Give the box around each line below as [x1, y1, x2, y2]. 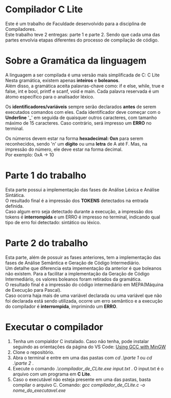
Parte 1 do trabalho [5, 170, 87, 182]
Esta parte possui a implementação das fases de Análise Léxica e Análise [5, 186, 160, 193]
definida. [5, 203, 24, 209]
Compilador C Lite [5, 4, 83, 15]
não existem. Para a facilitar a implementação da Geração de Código [5, 270, 150, 276]
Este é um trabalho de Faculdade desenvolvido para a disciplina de [5, 21, 146, 27]
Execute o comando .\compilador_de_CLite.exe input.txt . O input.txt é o [12, 365, 164, 371]
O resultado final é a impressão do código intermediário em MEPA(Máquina [5, 281, 164, 288]
